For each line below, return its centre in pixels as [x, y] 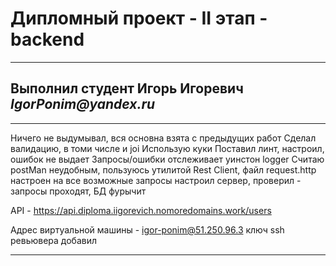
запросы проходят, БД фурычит [78, 191]
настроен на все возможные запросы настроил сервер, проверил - [156, 180]
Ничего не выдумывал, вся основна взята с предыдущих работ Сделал [163, 138]
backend [47, 39]
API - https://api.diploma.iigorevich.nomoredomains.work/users [141, 210]
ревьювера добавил [54, 240]
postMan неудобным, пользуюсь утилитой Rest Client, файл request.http [163, 169]
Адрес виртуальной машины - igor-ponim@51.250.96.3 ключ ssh [147, 229]
